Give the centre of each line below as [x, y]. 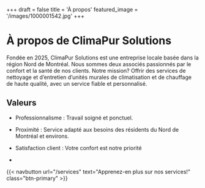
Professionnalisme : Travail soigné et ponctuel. [74, 118]
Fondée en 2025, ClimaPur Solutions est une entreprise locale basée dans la [102, 58]
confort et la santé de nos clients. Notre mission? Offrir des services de [96, 70]
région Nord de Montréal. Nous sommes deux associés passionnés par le [99, 64]
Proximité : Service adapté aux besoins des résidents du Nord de [97, 129]
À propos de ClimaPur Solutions [89, 41]
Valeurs [21, 103]
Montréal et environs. [42, 136]
